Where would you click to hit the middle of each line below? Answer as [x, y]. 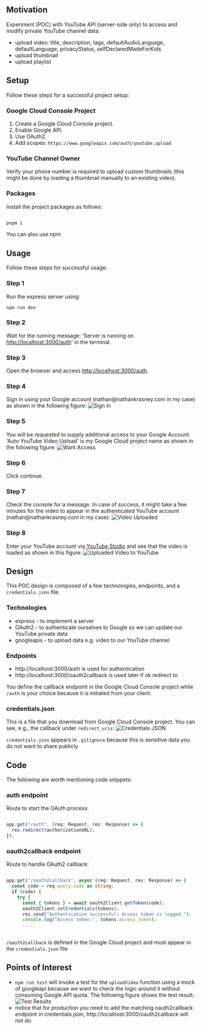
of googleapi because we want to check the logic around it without [97, 988]
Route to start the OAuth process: [47, 808]
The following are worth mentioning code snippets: [69, 780]
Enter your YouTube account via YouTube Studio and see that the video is [97, 546]
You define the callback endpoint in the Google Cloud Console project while [100, 687]
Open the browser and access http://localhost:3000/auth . [77, 371]
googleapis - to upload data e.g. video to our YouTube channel [92, 640]
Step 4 [16, 386]
